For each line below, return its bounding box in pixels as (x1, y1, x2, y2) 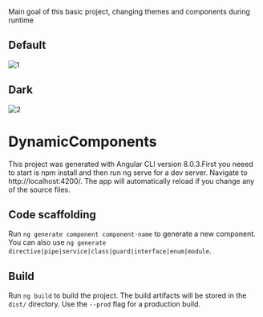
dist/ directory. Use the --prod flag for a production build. (8, 299, 200, 309)
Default (8, 39, 47, 52)
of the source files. (8, 185, 71, 194)
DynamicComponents (8, 132, 157, 151)
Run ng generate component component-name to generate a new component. (8, 229, 257, 239)
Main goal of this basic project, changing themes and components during (8, 7, 251, 16)
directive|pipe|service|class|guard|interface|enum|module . (8, 246, 212, 256)
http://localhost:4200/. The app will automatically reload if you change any (8, 176, 255, 185)
